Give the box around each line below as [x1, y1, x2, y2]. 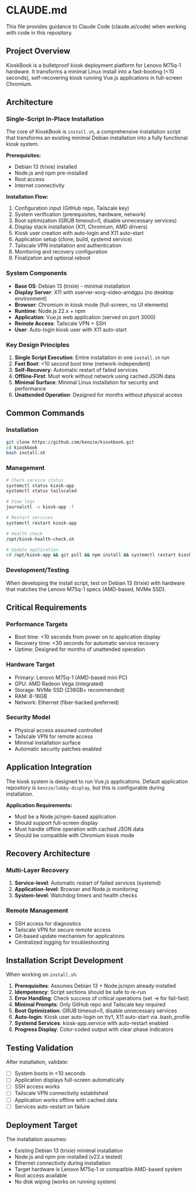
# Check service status [6, 477, 64, 483]
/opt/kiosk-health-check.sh [6, 536, 75, 542]
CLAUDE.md [6, 4, 68, 17]
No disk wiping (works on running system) [14, 1178, 117, 1185]
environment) [14, 295, 47, 302]
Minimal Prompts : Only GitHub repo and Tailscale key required [14, 1001, 166, 1008]
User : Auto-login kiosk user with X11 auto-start [14, 326, 127, 333]
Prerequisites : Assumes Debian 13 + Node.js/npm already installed [14, 982, 176, 989]
